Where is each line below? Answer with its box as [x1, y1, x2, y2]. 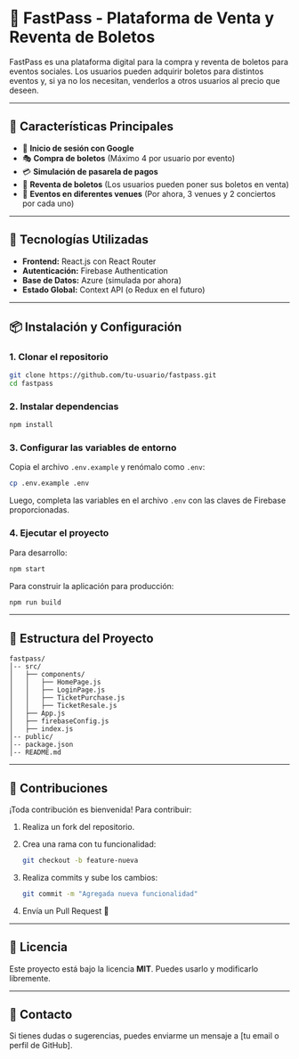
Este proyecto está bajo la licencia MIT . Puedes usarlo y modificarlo [9, 963, 259, 974]
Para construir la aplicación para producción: [9, 580, 174, 591]
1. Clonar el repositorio [9, 350, 109, 363]
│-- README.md [9, 748, 62, 757]
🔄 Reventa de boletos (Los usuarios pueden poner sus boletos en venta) [21, 178, 289, 190]
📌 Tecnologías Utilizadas [9, 232, 149, 248]
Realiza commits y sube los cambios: [21, 872, 158, 882]
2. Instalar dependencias [9, 400, 119, 413]
